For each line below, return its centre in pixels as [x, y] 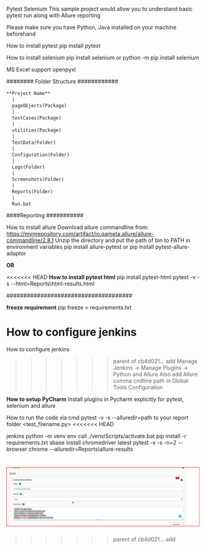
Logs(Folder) [29, 167]
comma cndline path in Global [151, 381]
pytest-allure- [173, 247]
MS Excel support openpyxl [41, 69]
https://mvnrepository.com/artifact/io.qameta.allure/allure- [80, 234]
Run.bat [22, 204]
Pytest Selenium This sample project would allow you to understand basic [100, 9]
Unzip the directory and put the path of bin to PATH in [123, 240]
